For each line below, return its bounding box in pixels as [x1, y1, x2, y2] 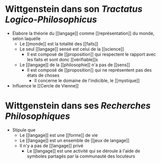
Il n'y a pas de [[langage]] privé [19, 142, 84, 149]
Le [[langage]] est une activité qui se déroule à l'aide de [27, 148, 140, 154]
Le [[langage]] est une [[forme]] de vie [19, 132, 98, 138]
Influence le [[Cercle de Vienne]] [12, 82, 79, 88]
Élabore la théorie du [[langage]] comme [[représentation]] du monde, [12, 30, 155, 36]
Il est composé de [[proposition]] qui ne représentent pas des [27, 67, 152, 73]
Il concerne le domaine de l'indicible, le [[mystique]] [34, 78, 140, 83]
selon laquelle [12, 36, 41, 41]
